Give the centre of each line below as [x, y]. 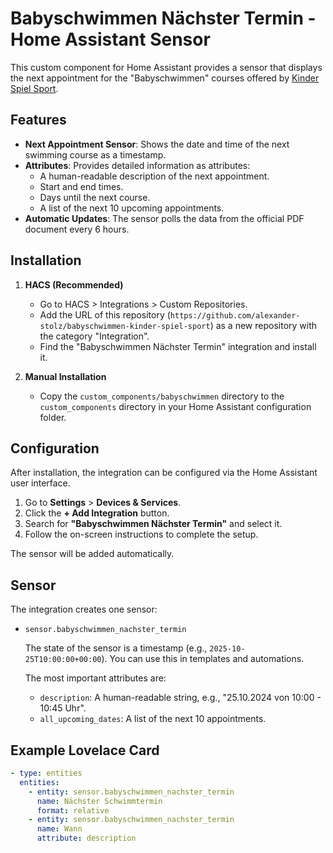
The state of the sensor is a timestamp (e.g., [116, 648]
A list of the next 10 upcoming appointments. [132, 208]
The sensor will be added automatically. [92, 554]
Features [38, 120]
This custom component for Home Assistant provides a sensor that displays [166, 67]
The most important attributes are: [95, 678]
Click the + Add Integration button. [97, 513]
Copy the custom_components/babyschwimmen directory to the [162, 396]
